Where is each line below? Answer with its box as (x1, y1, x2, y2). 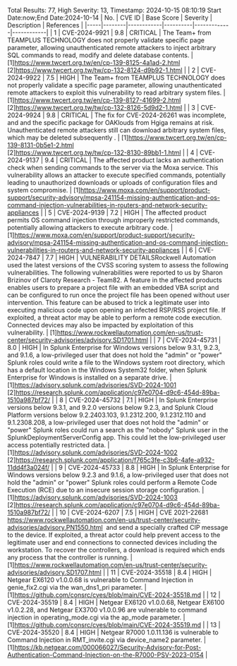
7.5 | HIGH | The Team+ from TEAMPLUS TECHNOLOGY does (46, 73, 226, 82)
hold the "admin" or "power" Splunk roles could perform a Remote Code (7, 478, 217, 486)
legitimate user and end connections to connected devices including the (7, 538, 217, 546)
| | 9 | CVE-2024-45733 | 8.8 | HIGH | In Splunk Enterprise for (51, 464, 230, 471)
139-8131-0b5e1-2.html (7, 141, 74, 149)
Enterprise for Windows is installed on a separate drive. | (7, 373, 172, 382)
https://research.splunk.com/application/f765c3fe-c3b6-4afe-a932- (15, 456, 215, 464)
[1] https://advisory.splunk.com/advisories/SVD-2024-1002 (7, 448, 178, 456)
